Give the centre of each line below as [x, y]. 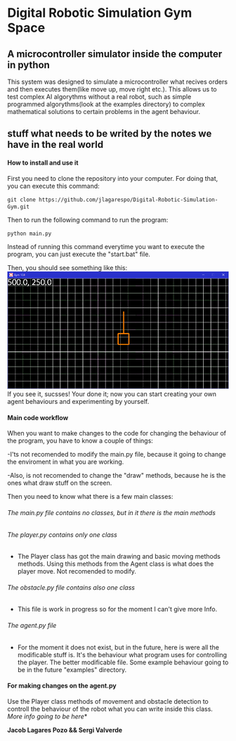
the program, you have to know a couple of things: [80, 441]
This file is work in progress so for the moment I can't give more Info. [117, 609]
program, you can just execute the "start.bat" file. [79, 254]
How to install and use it [43, 163]
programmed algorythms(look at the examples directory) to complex [106, 104]
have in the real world [55, 145]
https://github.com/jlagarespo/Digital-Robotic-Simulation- [128, 199]
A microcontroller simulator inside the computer [115, 54]
